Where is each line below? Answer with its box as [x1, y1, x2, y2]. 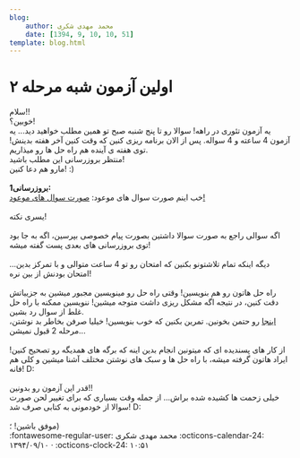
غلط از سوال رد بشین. [9, 307, 84, 317]
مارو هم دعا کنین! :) [9, 163, 74, 175]
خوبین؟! [9, 116, 36, 126]
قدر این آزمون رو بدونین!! [9, 383, 94, 393]
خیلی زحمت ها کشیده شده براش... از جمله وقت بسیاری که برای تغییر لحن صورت [9, 392, 280, 403]
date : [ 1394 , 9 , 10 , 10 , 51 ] [25, 30, 134, 39]
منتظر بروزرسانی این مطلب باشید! [9, 154, 125, 165]
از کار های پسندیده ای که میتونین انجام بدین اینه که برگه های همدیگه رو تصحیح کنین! [9, 344, 286, 355]
